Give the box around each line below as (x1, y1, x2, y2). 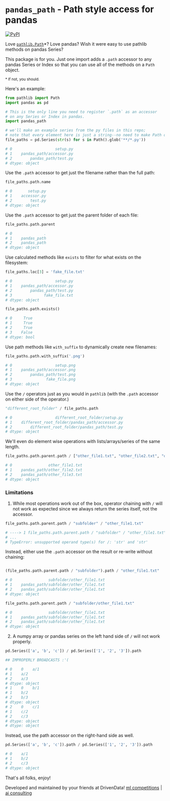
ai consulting (5, 790, 32, 796)
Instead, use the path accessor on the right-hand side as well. (5, 733, 134, 739)
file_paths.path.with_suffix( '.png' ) (5, 353, 85, 358)
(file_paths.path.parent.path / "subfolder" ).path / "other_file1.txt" (5, 568, 159, 573)
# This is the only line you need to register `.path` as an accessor (5, 109, 157, 115)
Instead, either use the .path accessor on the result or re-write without (5, 549, 153, 555)
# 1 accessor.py (5, 194, 47, 199)
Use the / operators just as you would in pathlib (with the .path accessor (5, 390, 159, 396)
